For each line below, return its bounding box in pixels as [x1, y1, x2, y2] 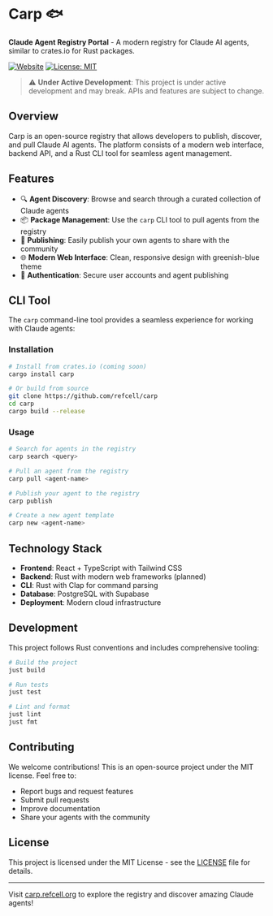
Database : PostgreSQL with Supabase [19, 589, 149, 599]
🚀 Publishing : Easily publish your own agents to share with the [19, 235, 230, 244]
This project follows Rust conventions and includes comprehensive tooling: [8, 642, 260, 652]
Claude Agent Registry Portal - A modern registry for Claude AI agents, [8, 37, 249, 47]
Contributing [8, 741, 75, 754]
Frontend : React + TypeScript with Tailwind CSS [19, 564, 183, 573]
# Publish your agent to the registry [8, 489, 140, 498]
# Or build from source [8, 385, 89, 393]
